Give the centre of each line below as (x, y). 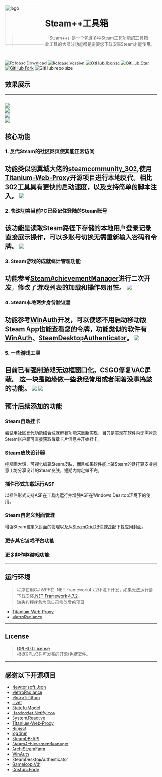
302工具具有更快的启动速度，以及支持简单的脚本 (78, 187)
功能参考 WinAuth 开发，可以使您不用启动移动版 (76, 320)
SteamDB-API (26, 739)
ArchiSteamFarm (29, 749)
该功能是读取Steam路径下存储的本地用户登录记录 (78, 228)
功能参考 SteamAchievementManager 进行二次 (74, 278)
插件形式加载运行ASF (30, 484)
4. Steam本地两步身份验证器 (38, 302)
